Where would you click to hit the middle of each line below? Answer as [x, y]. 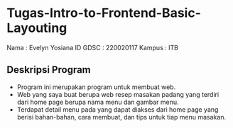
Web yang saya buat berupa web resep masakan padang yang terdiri [118, 94]
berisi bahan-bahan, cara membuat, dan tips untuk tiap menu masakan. [121, 117]
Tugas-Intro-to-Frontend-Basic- [104, 13]
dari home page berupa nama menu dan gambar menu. [98, 102]
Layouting [37, 28]
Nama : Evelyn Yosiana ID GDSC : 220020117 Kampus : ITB [93, 47]
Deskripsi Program [49, 70]
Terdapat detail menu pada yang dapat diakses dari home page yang [118, 109]
